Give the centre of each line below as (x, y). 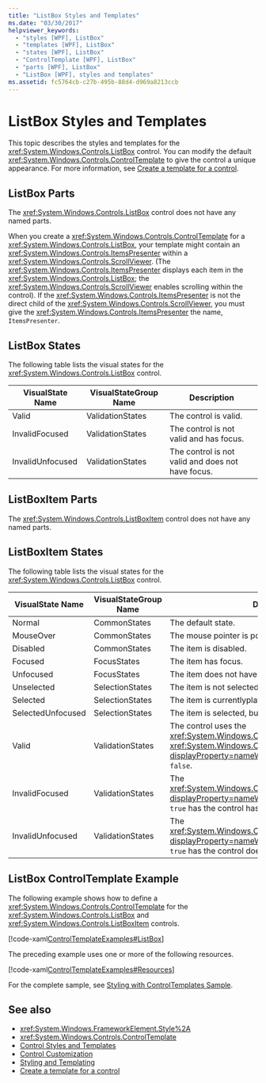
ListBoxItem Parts (53, 499)
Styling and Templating (57, 1062)
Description (212, 397)
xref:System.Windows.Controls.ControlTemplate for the (98, 906)
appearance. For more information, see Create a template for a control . (123, 168)
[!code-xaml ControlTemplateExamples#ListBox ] (86, 939)
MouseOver (34, 636)
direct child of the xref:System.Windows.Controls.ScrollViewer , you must (127, 304)
